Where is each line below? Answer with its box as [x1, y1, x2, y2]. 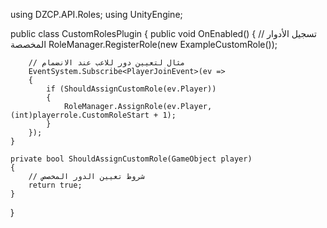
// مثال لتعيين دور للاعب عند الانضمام [28, 58, 186, 68]
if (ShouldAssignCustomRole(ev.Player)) [46, 84, 217, 94]
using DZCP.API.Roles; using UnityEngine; [10, 9, 183, 20]
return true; [28, 180, 83, 190]
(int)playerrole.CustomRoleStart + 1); [10, 110, 177, 120]
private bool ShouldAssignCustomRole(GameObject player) [10, 154, 253, 164]
